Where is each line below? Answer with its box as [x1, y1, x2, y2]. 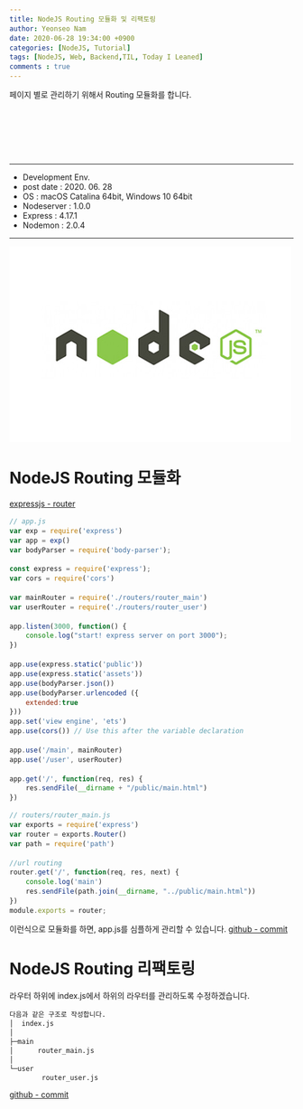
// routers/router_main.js [9, 811, 111, 820]
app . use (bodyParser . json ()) [9, 679, 115, 688]
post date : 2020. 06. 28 [22, 182, 113, 192]
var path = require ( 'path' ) [9, 839, 115, 849]
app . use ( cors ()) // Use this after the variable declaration [9, 727, 244, 736]
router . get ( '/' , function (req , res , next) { [9, 868, 179, 877]
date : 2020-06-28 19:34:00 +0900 [9, 33, 135, 42]
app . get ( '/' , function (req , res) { [9, 774, 143, 784]
